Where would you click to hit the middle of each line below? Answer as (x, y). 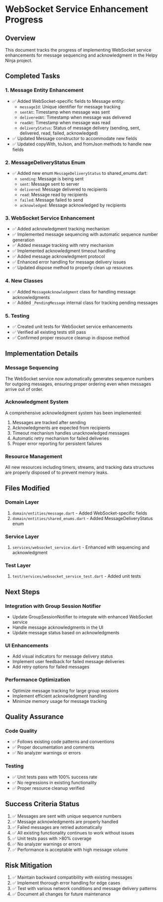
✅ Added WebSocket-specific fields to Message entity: (68, 101)
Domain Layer (22, 502)
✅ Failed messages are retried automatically (57, 827)
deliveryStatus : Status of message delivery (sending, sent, (80, 128)
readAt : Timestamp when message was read (65, 122)
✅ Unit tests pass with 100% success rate (55, 777)
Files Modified (28, 488)
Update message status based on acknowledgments (66, 633)
